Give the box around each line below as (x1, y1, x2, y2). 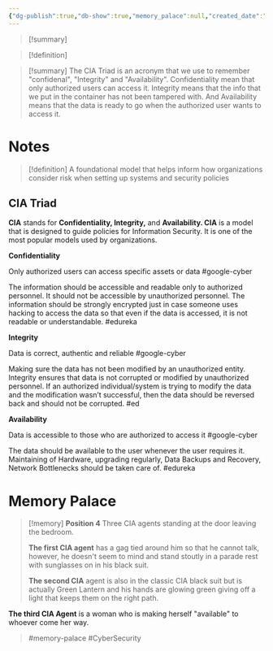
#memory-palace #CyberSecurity (28, 633, 141, 643)
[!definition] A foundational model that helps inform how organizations (28, 164, 263, 174)
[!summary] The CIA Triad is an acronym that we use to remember (28, 66, 250, 76)
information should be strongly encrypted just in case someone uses (8, 300, 238, 310)
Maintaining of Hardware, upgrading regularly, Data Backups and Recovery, (8, 454, 262, 464)
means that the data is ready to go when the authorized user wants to (28, 100, 262, 110)
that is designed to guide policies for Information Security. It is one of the (8, 227, 253, 237)
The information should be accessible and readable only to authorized (8, 282, 244, 293)
